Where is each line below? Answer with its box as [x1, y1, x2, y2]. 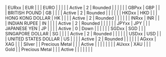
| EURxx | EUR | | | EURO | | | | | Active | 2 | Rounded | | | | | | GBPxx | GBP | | [5, 5, 160, 10]
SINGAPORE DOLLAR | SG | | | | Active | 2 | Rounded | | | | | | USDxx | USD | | [5, 31, 162, 36]
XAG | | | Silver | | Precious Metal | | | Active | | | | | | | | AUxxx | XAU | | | [5, 41, 151, 47]
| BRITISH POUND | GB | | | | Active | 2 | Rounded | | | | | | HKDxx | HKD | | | [5, 10, 158, 16]
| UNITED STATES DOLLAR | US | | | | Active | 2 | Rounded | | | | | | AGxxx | [5, 36, 156, 42]
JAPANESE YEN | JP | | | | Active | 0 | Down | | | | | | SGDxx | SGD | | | [5, 26, 146, 31]
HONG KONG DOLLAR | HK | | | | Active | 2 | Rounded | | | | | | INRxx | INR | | [5, 15, 160, 21]
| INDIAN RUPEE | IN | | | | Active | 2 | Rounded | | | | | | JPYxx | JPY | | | [5, 20, 150, 26]
